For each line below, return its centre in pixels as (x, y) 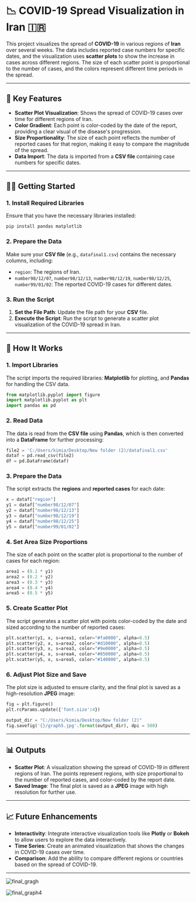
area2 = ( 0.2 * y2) (30, 577)
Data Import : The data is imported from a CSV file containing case (94, 156)
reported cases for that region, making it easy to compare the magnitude (102, 144)
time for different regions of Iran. (54, 119)
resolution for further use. (45, 792)
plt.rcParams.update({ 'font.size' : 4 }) (53, 710)
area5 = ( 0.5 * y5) (30, 593)
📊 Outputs (26, 750)
